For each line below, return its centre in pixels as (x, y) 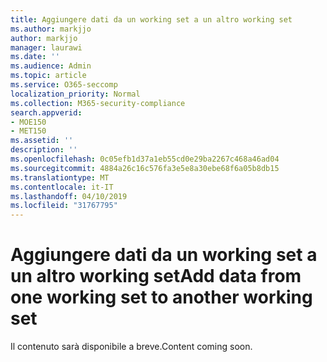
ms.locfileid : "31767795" (64, 206)
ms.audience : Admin (51, 66)
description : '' (44, 150)
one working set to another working (161, 297)
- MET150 (28, 131)
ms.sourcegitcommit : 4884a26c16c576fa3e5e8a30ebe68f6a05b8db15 (145, 168)
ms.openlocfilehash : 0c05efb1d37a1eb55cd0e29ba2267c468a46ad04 (145, 159)
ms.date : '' (35, 57)
